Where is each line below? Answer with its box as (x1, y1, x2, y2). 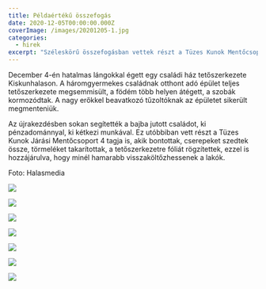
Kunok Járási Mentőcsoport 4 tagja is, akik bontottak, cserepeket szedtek (8, 136, 249, 145)
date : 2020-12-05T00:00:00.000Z (8, 19, 115, 27)
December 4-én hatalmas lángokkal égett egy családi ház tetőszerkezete (8, 70, 247, 79)
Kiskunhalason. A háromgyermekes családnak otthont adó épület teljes (8, 78, 240, 88)
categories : (8, 33, 47, 42)
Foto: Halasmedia (8, 168, 66, 177)
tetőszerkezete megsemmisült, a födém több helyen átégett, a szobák (8, 87, 236, 96)
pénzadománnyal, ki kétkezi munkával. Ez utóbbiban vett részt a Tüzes (8, 127, 239, 137)
